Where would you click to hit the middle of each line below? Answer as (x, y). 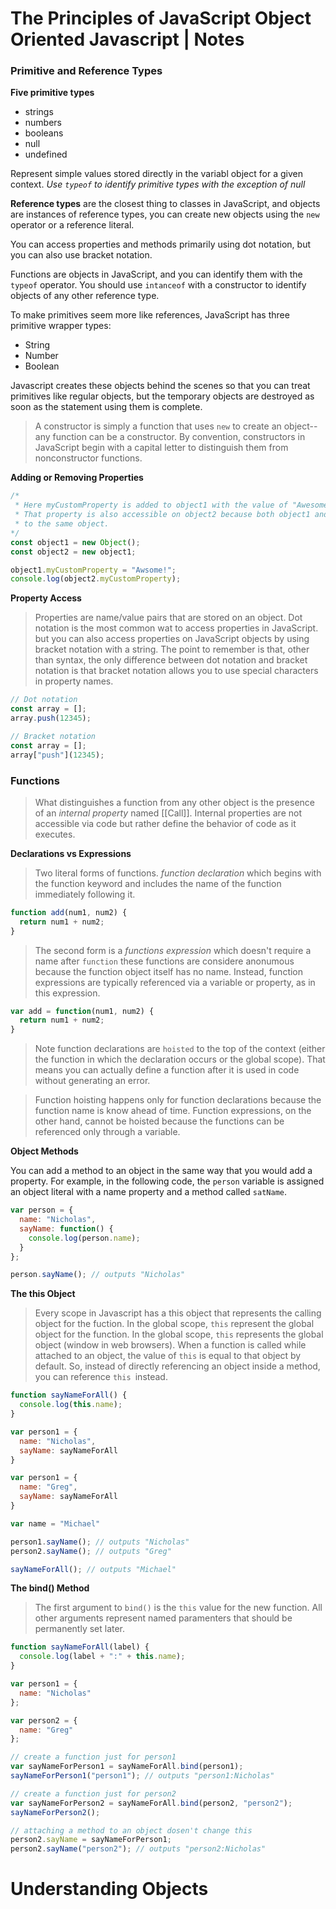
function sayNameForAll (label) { (80, 1647)
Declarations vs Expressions (71, 853)
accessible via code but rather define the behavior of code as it (165, 823)
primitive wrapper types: (61, 326)
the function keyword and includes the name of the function (158, 883)
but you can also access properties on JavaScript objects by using (172, 639)
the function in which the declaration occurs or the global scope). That (180, 1059)
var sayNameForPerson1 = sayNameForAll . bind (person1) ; (127, 1767)
